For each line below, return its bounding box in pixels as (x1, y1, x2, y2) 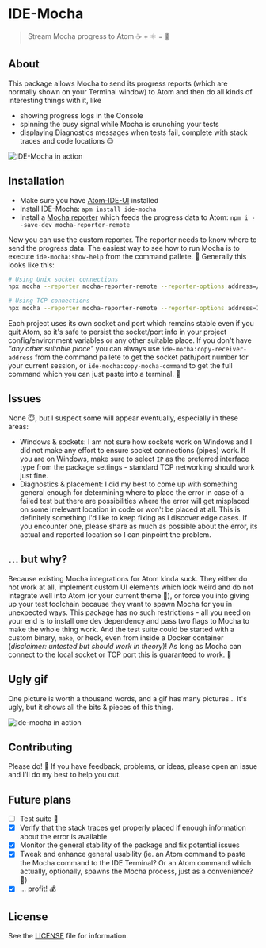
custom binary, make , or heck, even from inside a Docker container (8, 632, 224, 643)
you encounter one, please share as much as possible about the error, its (19, 521, 258, 531)
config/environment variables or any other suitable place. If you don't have (8, 336, 252, 345)
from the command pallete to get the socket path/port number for (35, 352, 249, 362)
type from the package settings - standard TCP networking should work (19, 462, 255, 472)
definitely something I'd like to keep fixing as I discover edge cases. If (19, 512, 248, 522)
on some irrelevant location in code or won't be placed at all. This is (19, 505, 241, 514)
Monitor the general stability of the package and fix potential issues (19, 840, 240, 850)
